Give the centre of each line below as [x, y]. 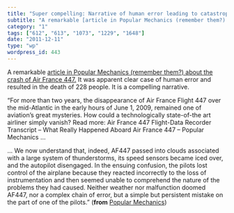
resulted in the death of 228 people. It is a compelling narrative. [98, 87]
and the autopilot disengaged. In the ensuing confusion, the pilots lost [107, 165]
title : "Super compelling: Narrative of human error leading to [102, 14]
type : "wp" [23, 46]
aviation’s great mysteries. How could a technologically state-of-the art [109, 114]
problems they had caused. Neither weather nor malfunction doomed [107, 187]
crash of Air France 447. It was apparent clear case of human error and [109, 79]
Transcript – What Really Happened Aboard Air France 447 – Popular [106, 130]
